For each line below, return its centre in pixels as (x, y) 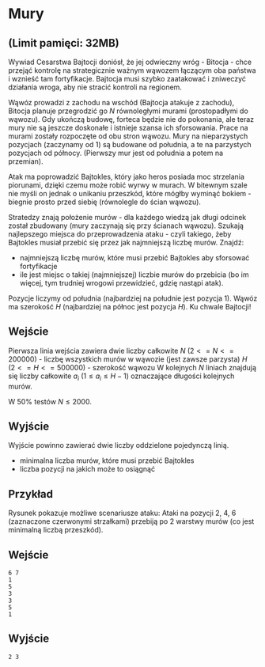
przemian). (26, 161)
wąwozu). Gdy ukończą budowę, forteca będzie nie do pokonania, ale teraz (131, 119)
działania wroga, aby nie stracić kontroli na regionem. (95, 87)
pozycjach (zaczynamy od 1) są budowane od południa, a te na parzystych (130, 144)
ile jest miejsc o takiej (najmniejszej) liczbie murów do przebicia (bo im (134, 275)
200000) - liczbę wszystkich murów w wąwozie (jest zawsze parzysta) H (128, 359)
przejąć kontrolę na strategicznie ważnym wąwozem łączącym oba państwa (132, 70)
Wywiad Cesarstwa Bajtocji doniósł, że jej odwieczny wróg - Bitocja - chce (130, 62)
